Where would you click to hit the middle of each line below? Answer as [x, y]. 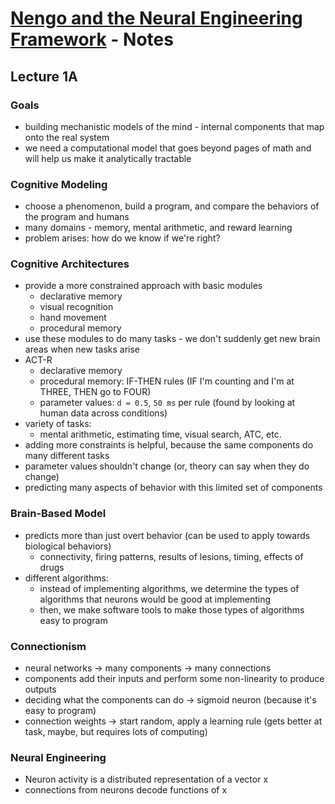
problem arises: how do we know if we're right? [122, 238]
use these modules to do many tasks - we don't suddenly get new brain [172, 339]
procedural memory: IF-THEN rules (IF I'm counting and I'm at [167, 381]
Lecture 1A [44, 76]
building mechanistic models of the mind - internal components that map [174, 126]
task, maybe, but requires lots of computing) [116, 732]
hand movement [73, 318]
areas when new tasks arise [82, 349]
